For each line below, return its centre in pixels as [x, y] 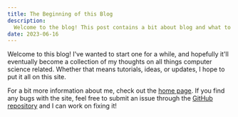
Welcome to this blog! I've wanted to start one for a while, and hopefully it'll [118, 54]
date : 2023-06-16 [33, 34]
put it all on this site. [37, 77]
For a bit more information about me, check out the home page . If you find [116, 91]
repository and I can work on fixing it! [62, 106]
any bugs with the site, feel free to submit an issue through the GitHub [110, 98]
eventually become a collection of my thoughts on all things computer [110, 62]
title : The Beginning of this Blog [60, 14]
